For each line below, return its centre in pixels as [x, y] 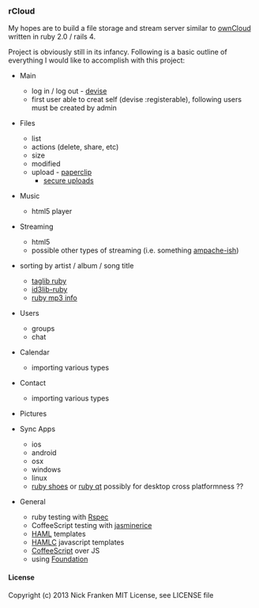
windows [46, 469]
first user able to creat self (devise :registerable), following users [137, 100]
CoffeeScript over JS [66, 551]
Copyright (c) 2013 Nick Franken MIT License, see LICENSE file [111, 595]
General [32, 502]
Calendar [34, 352]
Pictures [33, 414]
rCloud [22, 11]
